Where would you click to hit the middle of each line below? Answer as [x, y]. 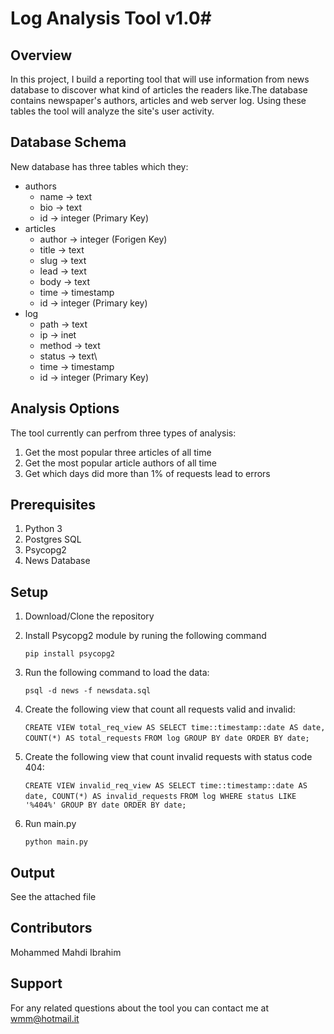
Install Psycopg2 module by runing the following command [145, 636]
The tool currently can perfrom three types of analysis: [123, 433]
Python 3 [43, 529]
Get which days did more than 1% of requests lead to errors [147, 473]
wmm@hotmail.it [45, 1018]
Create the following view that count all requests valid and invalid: [160, 709]
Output [32, 872]
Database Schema [68, 142]
